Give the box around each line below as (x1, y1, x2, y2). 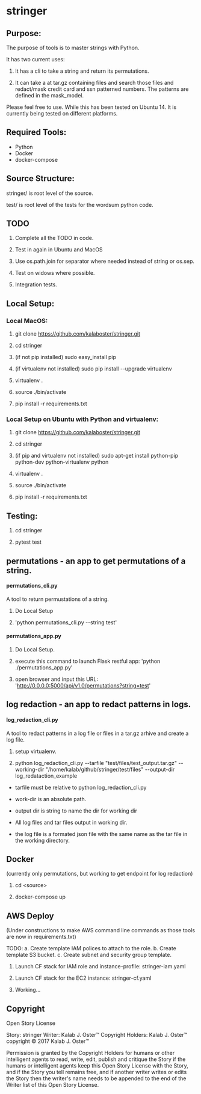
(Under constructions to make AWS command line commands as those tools (6, 927, 196, 934)
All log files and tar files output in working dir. (14, 819, 128, 826)
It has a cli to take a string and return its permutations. (14, 67, 149, 75)
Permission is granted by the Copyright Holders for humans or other (6, 1049, 175, 1057)
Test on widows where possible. (14, 269, 95, 277)
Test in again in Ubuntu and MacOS (14, 246, 104, 253)
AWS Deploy (6, 911, 54, 921)
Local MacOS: (6, 316, 48, 325)
